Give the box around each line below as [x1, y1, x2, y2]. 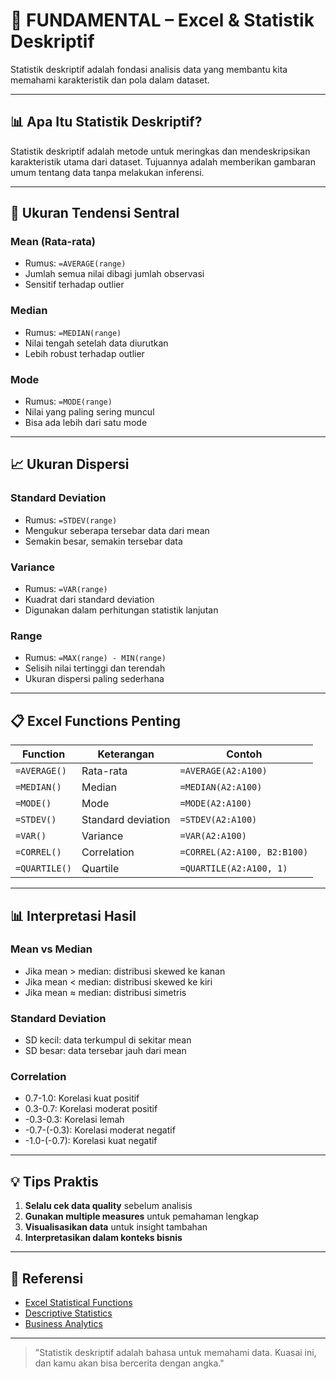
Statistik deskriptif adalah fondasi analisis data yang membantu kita [10, 63, 288, 75]
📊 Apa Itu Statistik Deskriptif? [10, 114, 203, 131]
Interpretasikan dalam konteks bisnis [24, 1232, 183, 1244]
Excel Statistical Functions [24, 1297, 133, 1309]
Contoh [226, 747, 263, 761]
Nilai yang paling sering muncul [24, 406, 155, 418]
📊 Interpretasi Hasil [10, 907, 137, 924]
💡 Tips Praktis [10, 1173, 99, 1190]
